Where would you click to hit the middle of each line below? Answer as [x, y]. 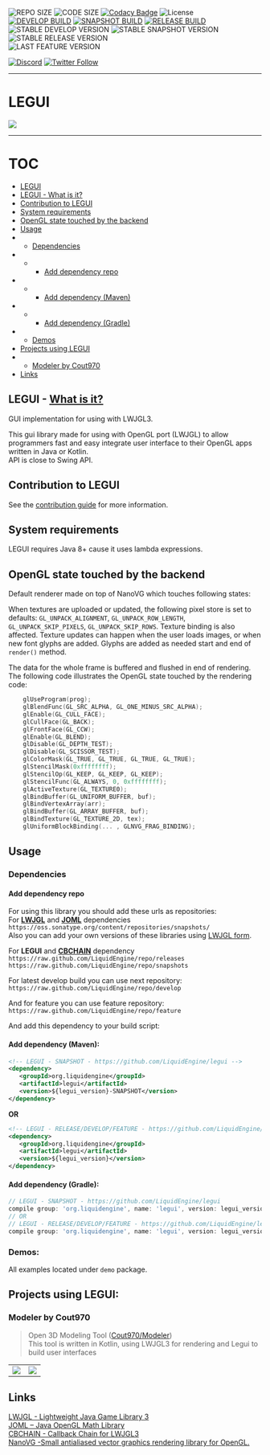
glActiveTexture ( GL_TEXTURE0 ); [75, 789]
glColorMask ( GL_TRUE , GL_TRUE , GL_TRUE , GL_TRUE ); [109, 760]
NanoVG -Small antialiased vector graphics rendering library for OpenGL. [129, 1442]
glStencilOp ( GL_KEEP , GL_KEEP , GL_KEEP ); [93, 774]
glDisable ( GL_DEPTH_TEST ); [68, 744]
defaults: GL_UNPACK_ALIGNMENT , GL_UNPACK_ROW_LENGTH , [97, 618]
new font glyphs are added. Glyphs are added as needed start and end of [130, 644]
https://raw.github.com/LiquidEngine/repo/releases [96, 959]
